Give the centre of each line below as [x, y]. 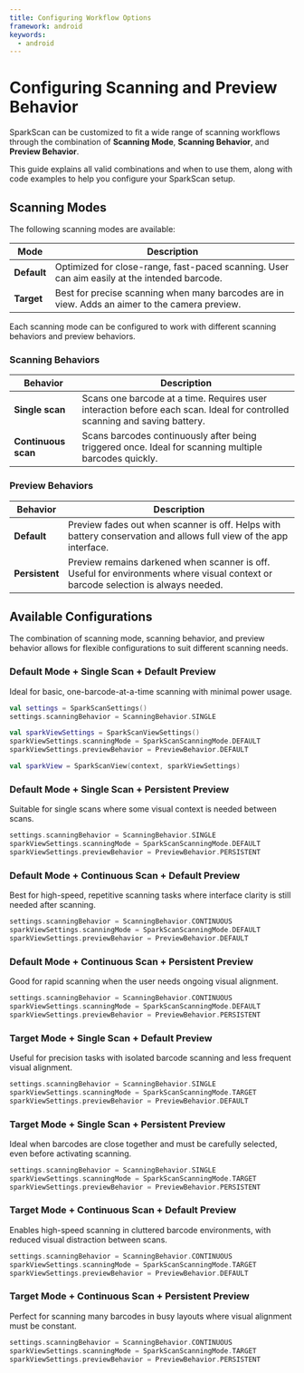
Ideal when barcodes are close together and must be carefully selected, [143, 1144]
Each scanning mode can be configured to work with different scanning [143, 326]
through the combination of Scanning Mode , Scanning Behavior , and [139, 142]
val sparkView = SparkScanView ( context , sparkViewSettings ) [125, 766]
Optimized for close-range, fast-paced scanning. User [172, 267]
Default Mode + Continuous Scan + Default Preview [125, 875]
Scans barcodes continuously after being [169, 436]
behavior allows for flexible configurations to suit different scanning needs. [149, 648]
